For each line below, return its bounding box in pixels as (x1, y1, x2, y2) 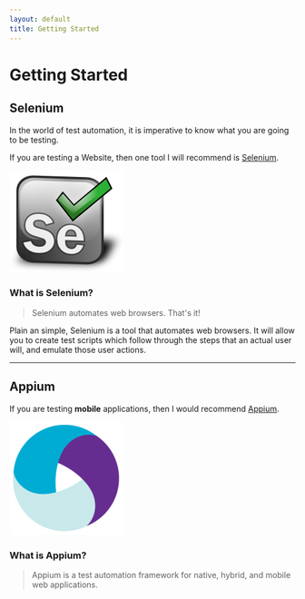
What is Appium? (9, 549, 87, 562)
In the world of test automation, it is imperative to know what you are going (9, 124, 290, 135)
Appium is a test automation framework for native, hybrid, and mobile (31, 569, 291, 580)
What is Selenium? (9, 287, 93, 299)
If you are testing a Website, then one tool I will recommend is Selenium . (9, 152, 280, 162)
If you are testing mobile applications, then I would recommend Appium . (9, 403, 280, 414)
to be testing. (9, 134, 59, 145)
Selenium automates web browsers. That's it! (31, 307, 202, 318)
